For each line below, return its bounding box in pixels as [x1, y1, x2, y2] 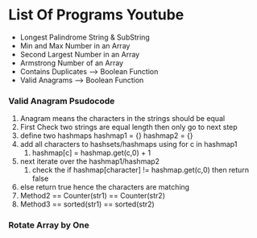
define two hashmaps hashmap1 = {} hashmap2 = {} [19, 131, 193, 140]
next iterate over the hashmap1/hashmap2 [19, 157, 160, 166]
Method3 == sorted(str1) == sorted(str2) [19, 199, 155, 209]
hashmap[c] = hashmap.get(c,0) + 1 [31, 148, 151, 158]
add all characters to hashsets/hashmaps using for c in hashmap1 [19, 140, 238, 149]
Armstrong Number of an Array [19, 58, 123, 68]
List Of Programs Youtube [8, 6, 184, 24]
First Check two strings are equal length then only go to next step [19, 123, 238, 132]
